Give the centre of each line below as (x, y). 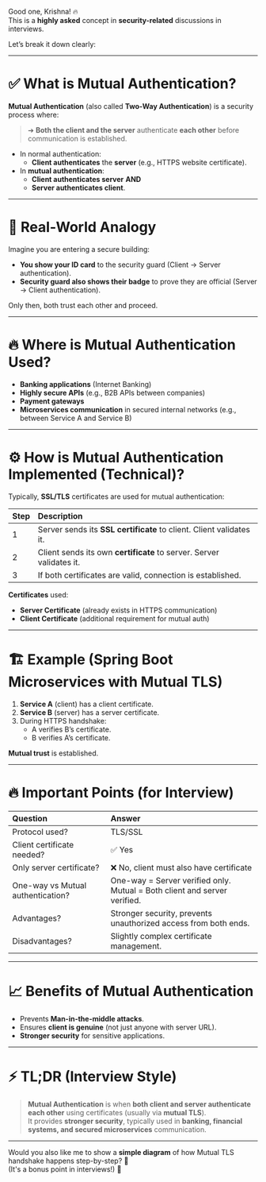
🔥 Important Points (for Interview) (121, 792)
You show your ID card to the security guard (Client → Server (120, 265)
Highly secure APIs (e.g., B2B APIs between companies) (112, 392)
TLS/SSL (127, 832)
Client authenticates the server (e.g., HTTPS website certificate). (139, 162)
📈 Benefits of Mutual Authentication (131, 991)
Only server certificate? (56, 867)
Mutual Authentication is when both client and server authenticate (139, 1104)
